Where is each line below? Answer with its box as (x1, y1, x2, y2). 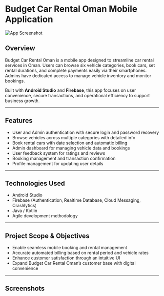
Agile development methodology (12, 213, 78, 219)
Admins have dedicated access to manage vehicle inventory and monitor (5, 72, 151, 79)
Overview (5, 44, 36, 52)
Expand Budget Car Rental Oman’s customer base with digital (12, 260, 136, 266)
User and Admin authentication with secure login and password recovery (12, 129, 159, 135)
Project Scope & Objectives (5, 232, 90, 240)
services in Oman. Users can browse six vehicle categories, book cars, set (5, 62, 155, 68)
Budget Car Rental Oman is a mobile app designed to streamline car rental (5, 57, 154, 63)
